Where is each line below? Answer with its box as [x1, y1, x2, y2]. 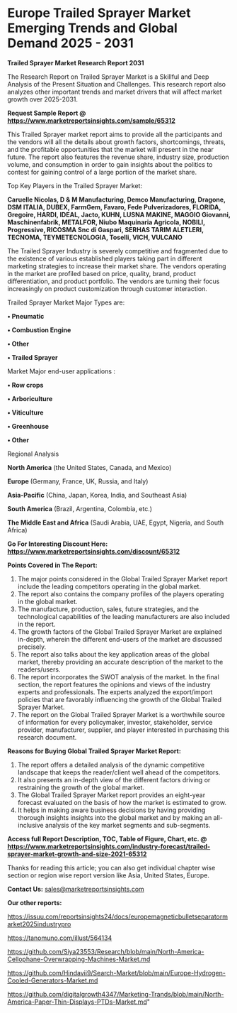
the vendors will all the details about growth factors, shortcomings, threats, [7, 137, 226, 146]
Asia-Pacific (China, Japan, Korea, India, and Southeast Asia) [7, 491, 187, 499]
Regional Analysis [7, 449, 59, 458]
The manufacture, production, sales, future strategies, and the [17, 605, 200, 613]
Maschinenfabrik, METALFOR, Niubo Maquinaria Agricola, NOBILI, [7, 218, 205, 226]
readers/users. [17, 665, 61, 674]
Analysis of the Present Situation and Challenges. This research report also [7, 80, 226, 88]
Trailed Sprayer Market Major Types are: [7, 298, 125, 307]
